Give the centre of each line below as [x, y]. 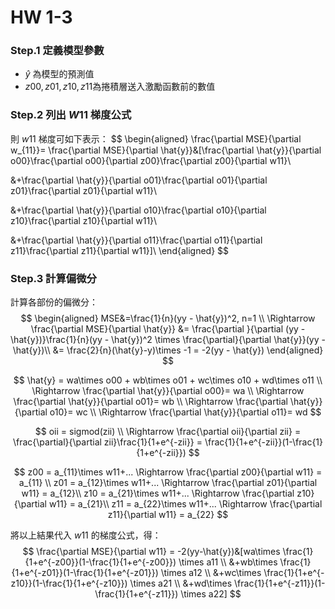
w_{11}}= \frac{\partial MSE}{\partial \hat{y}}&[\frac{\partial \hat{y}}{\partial [166, 150]
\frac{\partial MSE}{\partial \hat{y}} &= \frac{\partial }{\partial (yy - [168, 329]
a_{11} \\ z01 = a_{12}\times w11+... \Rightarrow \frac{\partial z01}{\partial [168, 483]
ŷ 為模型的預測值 [59, 74]
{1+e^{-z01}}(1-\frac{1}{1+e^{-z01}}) [85, 573]
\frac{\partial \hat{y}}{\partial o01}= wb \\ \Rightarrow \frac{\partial [150, 402]
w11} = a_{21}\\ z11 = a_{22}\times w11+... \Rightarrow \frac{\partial [185, 504]
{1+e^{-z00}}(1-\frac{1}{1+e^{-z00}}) [100, 562]
